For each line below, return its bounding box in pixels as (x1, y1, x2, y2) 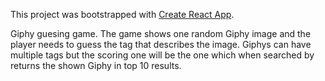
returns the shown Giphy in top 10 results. (10, 60, 182, 71)
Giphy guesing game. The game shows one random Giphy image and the (10, 28, 312, 39)
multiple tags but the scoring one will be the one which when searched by (10, 49, 315, 61)
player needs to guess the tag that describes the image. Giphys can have (10, 39, 312, 50)
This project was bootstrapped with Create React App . (10, 9, 235, 20)
